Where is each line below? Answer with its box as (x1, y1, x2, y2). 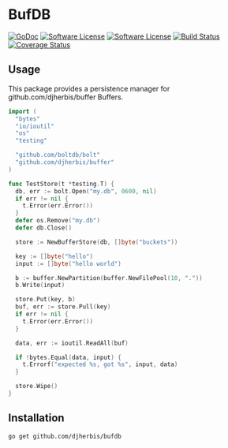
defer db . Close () (15, 224, 73, 232)
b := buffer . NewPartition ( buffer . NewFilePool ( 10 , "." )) (15, 274, 203, 282)
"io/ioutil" (15, 122, 55, 130)
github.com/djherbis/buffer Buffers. (8, 92, 124, 102)
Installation (8, 412, 65, 425)
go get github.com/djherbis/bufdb (8, 432, 122, 440)
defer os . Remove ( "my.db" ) (15, 217, 101, 225)
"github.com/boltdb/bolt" (15, 151, 101, 159)
